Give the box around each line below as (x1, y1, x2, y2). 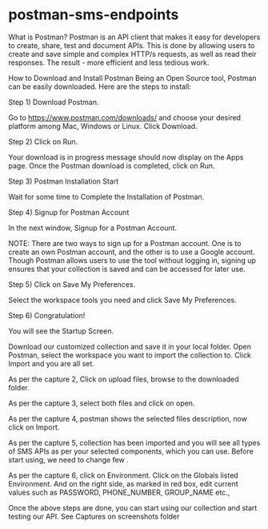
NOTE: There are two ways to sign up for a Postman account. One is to (8, 238, 242, 248)
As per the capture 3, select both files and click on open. (8, 398, 195, 408)
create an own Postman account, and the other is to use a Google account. (8, 247, 255, 256)
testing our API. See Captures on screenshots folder (8, 511, 180, 521)
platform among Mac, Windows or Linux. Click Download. (8, 121, 198, 131)
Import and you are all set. (8, 358, 94, 368)
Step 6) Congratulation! (8, 310, 86, 320)
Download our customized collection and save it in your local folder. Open (8, 341, 252, 351)
